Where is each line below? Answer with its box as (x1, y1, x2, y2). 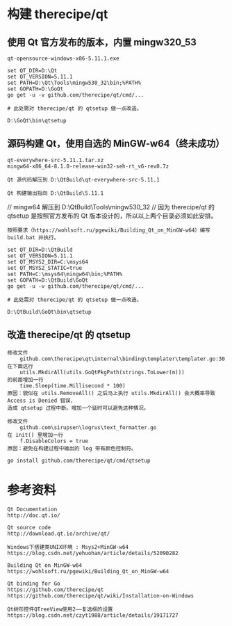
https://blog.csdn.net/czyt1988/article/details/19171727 (7, 611, 179, 619)
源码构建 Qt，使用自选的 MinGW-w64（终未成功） (7, 138, 225, 150)
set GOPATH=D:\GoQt (7, 86, 64, 93)
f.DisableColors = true (19, 438, 89, 444)
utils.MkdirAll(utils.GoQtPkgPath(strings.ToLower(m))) (19, 369, 185, 376)
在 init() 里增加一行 (7, 431, 64, 438)
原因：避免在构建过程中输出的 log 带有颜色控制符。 (7, 444, 137, 452)
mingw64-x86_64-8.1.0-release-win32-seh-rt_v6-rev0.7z (7, 163, 169, 170)
